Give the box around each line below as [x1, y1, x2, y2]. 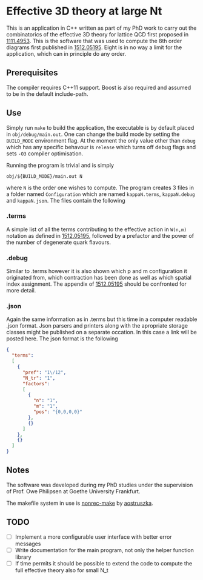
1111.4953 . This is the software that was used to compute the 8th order [6, 37, 182, 44]
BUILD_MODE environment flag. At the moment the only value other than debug [6, 137, 196, 144]
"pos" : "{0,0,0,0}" [33, 409, 83, 415]
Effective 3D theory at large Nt [6, 4, 162, 18]
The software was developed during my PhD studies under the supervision [6, 481, 193, 488]
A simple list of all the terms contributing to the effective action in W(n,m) [6, 226, 187, 233]
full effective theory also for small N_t [15, 566, 109, 574]
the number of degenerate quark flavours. [6, 238, 111, 246]
